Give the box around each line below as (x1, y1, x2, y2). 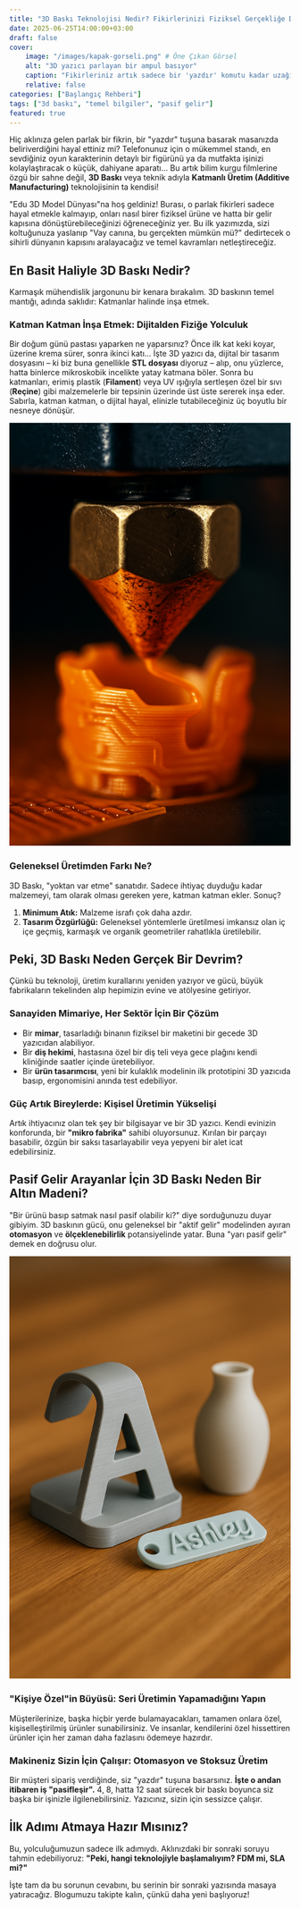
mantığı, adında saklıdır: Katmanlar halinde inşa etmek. (9, 296, 210, 307)
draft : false (9, 33, 58, 42)
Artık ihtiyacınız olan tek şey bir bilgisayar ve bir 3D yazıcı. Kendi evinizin (9, 1117, 277, 1128)
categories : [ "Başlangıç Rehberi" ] (9, 89, 142, 98)
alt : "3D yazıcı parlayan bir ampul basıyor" (25, 62, 198, 71)
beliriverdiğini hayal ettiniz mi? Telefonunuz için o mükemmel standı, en (9, 144, 271, 155)
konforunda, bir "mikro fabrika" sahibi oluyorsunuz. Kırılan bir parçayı (9, 1127, 267, 1138)
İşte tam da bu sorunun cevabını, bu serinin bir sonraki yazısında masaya (9, 1880, 277, 1890)
